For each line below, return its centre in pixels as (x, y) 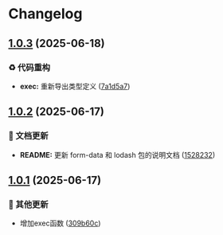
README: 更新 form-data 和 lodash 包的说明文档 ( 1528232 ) (117, 155)
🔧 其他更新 (29, 204)
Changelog (45, 14)
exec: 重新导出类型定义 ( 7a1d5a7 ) (75, 86)
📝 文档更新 (29, 136)
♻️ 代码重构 (29, 67)
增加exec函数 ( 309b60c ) (60, 223)
